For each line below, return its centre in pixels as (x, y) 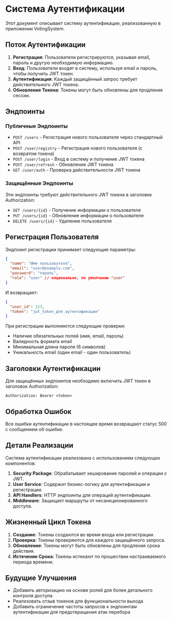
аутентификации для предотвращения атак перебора (71, 612)
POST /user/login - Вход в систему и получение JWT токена (79, 159)
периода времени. (33, 562)
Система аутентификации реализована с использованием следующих (83, 458)
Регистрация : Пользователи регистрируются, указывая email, (81, 57)
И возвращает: (22, 292)
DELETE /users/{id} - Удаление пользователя (62, 221)
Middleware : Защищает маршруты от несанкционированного (80, 500)
